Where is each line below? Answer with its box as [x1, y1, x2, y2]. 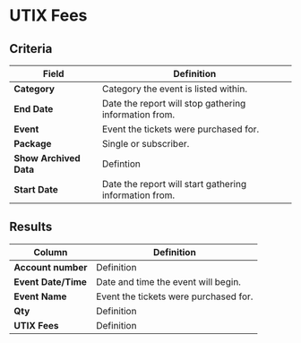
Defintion [101, 158, 141, 170]
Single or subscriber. [101, 138, 190, 150]
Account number [13, 261, 88, 273]
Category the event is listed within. [101, 82, 248, 95]
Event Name [13, 290, 67, 303]
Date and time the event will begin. [95, 275, 242, 287]
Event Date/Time [13, 275, 88, 287]
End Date [13, 103, 54, 115]
